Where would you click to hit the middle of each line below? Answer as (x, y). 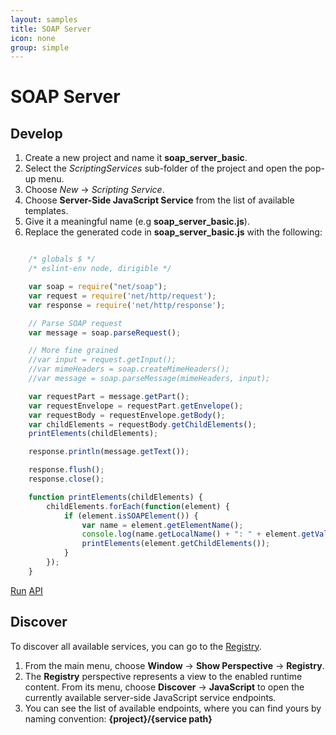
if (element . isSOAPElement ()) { (131, 516)
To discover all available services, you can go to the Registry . (136, 646)
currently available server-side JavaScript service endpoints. (150, 697)
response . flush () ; (66, 470)
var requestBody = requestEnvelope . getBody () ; (127, 415)
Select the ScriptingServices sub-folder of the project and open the (163, 168)
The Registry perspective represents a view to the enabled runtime (163, 676)
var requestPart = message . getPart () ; (109, 396)
